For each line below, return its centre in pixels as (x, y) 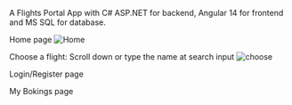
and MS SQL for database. (58, 22)
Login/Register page (47, 74)
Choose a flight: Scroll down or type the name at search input (122, 57)
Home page (31, 40)
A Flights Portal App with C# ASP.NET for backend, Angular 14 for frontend (146, 13)
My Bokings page (41, 91)
